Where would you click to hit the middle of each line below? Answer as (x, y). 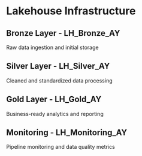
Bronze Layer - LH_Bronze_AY (63, 33)
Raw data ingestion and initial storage (52, 47)
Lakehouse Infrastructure (71, 11)
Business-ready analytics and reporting (55, 114)
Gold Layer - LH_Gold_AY (54, 100)
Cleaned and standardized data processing (59, 80)
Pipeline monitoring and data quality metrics (61, 147)
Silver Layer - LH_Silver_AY (58, 66)
